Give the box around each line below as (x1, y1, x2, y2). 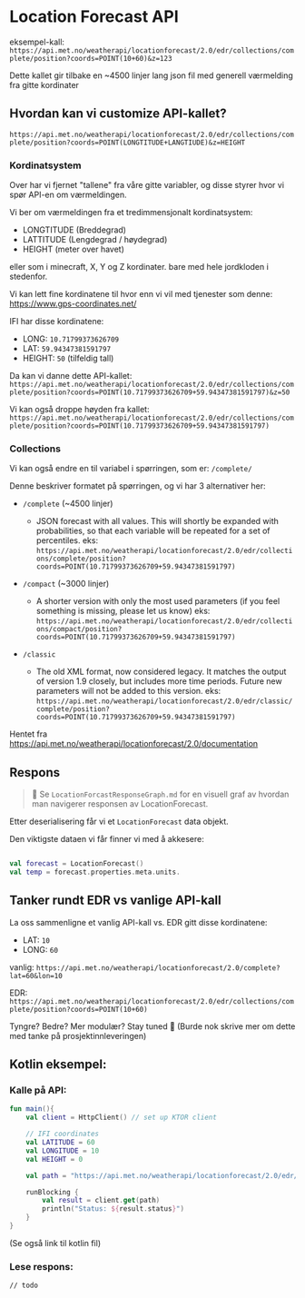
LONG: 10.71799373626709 (22, 333, 120, 344)
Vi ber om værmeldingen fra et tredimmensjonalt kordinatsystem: (9, 207, 253, 218)
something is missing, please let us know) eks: (35, 606, 211, 617)
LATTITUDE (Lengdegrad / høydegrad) (22, 234, 168, 245)
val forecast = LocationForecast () (9, 859, 144, 868)
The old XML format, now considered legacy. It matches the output (35, 666, 287, 678)
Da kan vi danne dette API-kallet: (9, 371, 133, 381)
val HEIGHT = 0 (25, 1154, 84, 1164)
